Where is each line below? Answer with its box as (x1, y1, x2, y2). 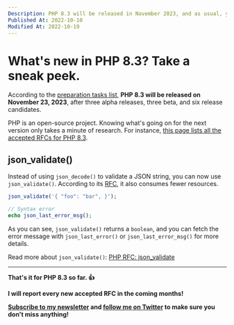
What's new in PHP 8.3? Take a (8, 53, 190, 69)
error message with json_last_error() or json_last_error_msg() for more (8, 232, 219, 240)
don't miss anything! (8, 310, 69, 318)
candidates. (8, 106, 42, 114)
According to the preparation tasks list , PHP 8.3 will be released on (8, 91, 201, 99)
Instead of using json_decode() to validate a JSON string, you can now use (8, 172, 222, 181)
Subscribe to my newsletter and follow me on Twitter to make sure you (8, 303, 215, 311)
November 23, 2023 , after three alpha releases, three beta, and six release (8, 98, 223, 106)
